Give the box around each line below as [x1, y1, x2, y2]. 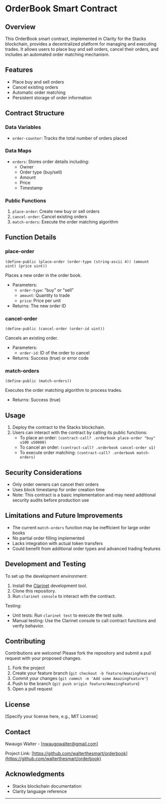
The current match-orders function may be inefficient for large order [12, 524, 151, 530]
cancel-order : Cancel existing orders [12, 213, 87, 220]
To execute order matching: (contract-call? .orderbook [19, 450, 135, 456]
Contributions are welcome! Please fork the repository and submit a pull [5, 650, 152, 656]
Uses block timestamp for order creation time [12, 487, 105, 492]
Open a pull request [12, 686, 53, 692]
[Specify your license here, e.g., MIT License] [5, 714, 98, 719]
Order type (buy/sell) [19, 169, 63, 175]
